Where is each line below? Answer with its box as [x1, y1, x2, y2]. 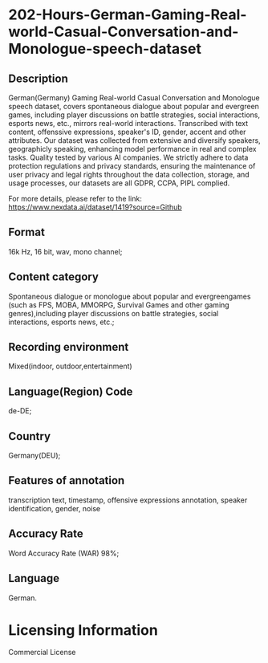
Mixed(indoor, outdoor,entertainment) [8, 361, 132, 371]
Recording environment [8, 340, 129, 354]
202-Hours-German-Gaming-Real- [8, 6, 247, 24]
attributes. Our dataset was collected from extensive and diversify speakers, [8, 136, 261, 145]
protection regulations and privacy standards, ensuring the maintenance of [8, 161, 256, 170]
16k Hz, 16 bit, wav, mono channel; [8, 246, 123, 256]
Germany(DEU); [8, 451, 61, 461]
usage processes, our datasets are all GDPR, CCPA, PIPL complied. [8, 178, 230, 188]
